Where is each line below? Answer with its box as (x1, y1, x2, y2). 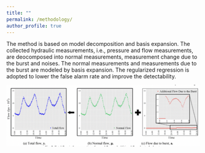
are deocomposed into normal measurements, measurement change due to (6, 53, 198, 61)
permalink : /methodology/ (6, 16, 72, 23)
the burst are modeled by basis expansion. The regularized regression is (6, 66, 190, 73)
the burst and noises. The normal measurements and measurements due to (6, 60, 197, 67)
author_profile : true (6, 23, 62, 29)
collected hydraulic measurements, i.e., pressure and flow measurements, (6, 47, 193, 54)
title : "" (6, 10, 32, 16)
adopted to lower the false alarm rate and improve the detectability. (6, 73, 176, 80)
